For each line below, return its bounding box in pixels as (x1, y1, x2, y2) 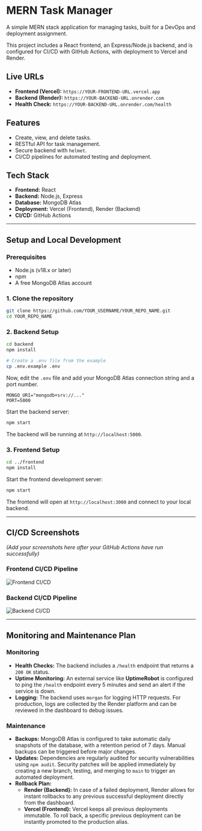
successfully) (6, 550, 40, 557)
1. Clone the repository (6, 294, 74, 302)
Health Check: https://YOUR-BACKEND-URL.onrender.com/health (14, 100, 172, 108)
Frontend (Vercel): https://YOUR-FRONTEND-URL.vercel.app (14, 88, 161, 95)
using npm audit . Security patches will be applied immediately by (14, 761, 176, 768)
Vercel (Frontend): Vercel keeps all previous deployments (23, 806, 168, 813)
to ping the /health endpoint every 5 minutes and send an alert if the (14, 681, 185, 688)
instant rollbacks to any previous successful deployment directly (23, 793, 184, 800)
